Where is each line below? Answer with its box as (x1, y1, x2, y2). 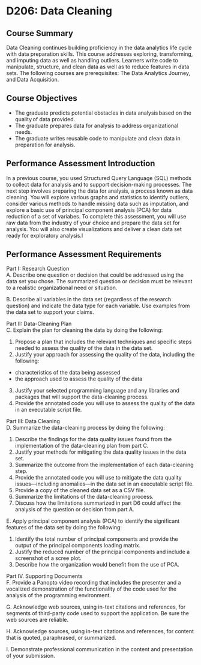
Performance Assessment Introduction (6, 158, 155, 169)
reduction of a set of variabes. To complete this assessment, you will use (6, 212, 187, 220)
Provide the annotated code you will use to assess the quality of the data (14, 400, 195, 407)
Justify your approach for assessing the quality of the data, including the (14, 351, 195, 358)
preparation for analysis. (14, 141, 76, 148)
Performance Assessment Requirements (6, 249, 162, 259)
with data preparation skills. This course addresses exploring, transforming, (6, 50, 193, 58)
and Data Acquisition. (6, 76, 59, 83)
